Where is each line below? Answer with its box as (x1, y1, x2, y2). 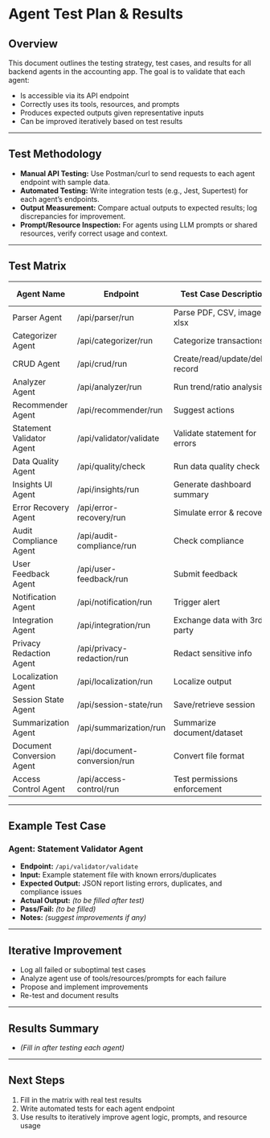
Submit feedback (173, 568, 239, 579)
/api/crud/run (76, 358, 128, 369)
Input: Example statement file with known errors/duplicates (19, 870, 217, 880)
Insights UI (12, 479, 53, 490)
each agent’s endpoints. (19, 194, 100, 203)
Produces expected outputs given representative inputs (19, 108, 204, 117)
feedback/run (76, 573, 129, 584)
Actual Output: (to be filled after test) (19, 896, 145, 906)
